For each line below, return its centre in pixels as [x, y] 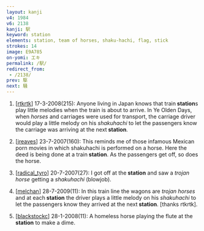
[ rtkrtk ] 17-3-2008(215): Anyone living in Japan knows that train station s [107, 104]
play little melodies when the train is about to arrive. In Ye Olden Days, [104, 110]
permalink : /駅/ [27, 63]
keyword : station [28, 35]
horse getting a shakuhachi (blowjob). [63, 179]
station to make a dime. [45, 222]
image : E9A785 [25, 52]
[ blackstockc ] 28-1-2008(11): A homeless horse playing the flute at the [104, 216]
